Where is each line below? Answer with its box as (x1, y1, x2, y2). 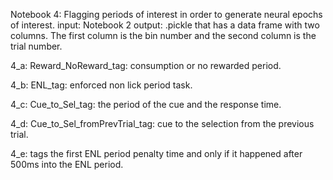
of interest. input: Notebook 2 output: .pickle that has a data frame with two (10, 19, 320, 31)
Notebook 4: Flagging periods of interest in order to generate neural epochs (10, 9, 323, 20)
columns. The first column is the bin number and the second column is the (10, 30, 317, 41)
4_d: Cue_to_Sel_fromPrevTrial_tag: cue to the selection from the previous (10, 118, 315, 129)
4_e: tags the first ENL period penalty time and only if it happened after (10, 148, 303, 159)
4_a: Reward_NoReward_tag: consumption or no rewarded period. (10, 60, 282, 71)
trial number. (10, 40, 63, 52)
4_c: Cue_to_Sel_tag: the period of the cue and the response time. (10, 99, 282, 110)
